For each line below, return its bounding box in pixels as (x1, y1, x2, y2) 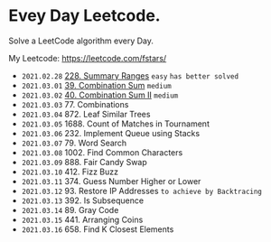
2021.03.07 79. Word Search (21, 137, 127, 148)
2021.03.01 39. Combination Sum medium (21, 79, 173, 90)
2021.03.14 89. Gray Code (21, 204, 119, 215)
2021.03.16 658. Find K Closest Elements (21, 223, 174, 235)
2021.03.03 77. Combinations (21, 98, 129, 109)
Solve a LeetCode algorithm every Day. (8, 35, 154, 46)
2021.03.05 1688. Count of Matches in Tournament (21, 118, 210, 129)
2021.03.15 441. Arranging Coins (21, 214, 144, 225)
